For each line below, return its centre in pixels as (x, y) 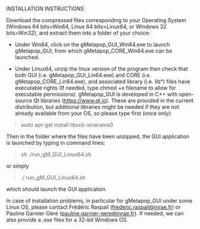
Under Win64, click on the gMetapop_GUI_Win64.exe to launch (92, 45)
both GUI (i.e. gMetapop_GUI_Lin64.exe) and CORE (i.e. (83, 75)
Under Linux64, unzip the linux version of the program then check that (101, 69)
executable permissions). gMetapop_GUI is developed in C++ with (96, 94)
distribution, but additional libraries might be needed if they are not (97, 107)
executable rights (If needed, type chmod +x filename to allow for (95, 88)
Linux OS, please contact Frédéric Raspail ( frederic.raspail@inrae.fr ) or (93, 207)
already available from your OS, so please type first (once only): (93, 113)
